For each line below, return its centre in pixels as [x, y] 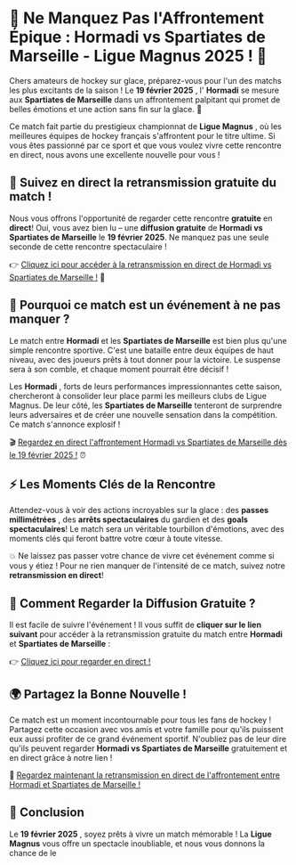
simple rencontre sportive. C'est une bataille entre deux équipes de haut [141, 350]
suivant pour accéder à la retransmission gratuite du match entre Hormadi [146, 634]
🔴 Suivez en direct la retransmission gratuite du [143, 183]
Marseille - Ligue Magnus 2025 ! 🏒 [138, 56]
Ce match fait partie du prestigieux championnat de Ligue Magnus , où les [145, 126]
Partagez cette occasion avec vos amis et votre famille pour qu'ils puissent [146, 729]
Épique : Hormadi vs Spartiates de [137, 37]
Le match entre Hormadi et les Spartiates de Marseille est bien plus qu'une [148, 340]
